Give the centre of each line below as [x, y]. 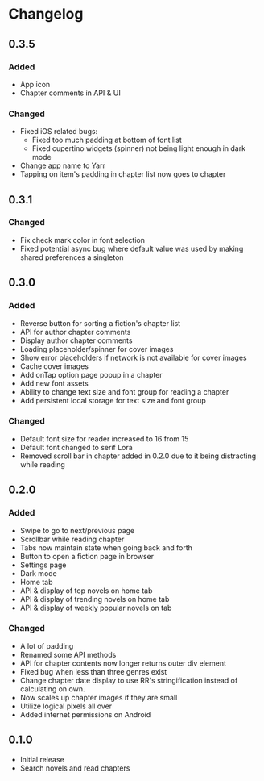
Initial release [42, 759]
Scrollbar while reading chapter [72, 539]
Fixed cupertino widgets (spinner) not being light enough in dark [139, 148]
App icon [35, 84]
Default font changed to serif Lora [76, 447]
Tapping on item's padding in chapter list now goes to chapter [123, 174]
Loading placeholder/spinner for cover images [97, 349]
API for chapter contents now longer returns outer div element [123, 663]
